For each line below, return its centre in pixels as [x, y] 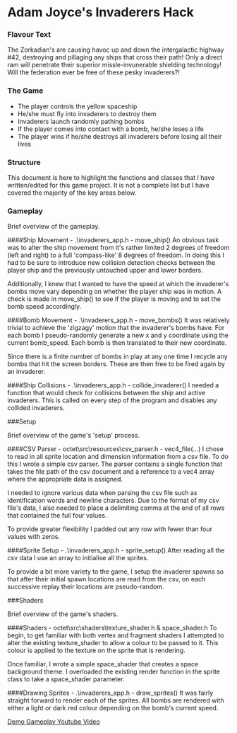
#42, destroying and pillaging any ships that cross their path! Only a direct [115, 57]
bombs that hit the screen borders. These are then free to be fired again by [116, 364]
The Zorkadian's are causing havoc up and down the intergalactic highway [116, 50]
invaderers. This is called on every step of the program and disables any [112, 400]
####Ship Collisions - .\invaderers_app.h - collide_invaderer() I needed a [113, 385]
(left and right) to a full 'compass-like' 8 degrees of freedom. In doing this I [116, 255]
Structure [24, 162]
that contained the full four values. [57, 516]
